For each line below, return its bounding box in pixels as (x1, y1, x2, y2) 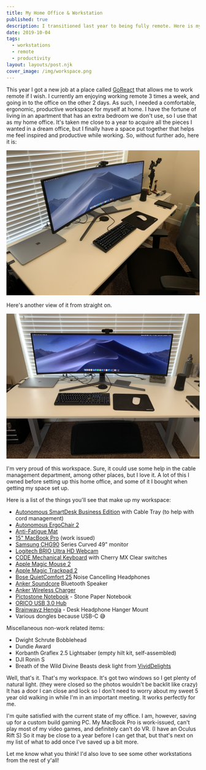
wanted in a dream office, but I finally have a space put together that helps (6, 125, 194, 132)
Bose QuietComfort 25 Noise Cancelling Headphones (15, 573, 150, 580)
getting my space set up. (6, 484, 69, 491)
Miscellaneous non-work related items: (6, 624, 105, 631)
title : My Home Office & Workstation (6, 10, 103, 16)
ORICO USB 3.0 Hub (15, 599, 67, 607)
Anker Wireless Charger (15, 586, 76, 593)
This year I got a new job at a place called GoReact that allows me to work (6, 86, 193, 93)
